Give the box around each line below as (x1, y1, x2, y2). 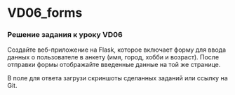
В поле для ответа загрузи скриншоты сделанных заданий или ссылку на (7, 74, 228, 82)
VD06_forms (7, 5, 83, 21)
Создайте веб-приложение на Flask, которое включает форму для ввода (7, 45, 227, 54)
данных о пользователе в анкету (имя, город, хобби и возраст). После (7, 53, 220, 61)
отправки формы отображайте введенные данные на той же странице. (7, 61, 221, 69)
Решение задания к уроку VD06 (7, 30, 123, 40)
